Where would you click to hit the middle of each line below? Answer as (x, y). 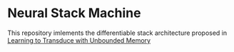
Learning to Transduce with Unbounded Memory (79, 40)
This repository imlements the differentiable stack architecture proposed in (117, 33)
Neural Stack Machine (74, 13)
